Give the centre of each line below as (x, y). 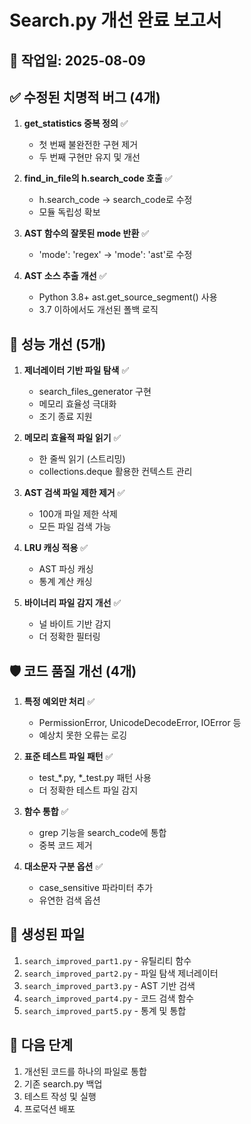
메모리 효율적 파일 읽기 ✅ (72, 438)
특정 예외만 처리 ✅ (59, 702)
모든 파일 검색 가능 (75, 527)
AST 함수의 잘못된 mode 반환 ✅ (86, 233)
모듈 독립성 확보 (69, 212)
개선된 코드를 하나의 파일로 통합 (85, 1071)
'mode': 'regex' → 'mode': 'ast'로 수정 (115, 255)
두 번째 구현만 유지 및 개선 (89, 157)
